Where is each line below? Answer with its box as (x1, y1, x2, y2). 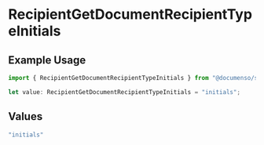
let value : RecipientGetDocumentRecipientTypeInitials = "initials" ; (8, 88, 241, 96)
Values (8, 110, 43, 123)
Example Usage (8, 53, 86, 67)
